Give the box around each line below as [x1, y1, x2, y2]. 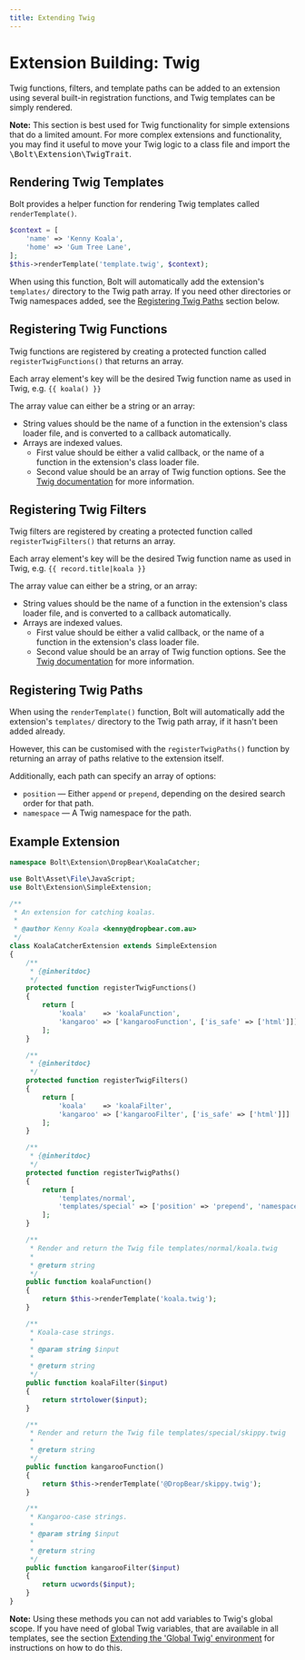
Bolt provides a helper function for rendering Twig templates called [9, 199, 261, 210]
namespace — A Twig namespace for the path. [22, 807, 192, 818]
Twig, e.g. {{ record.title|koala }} [9, 563, 147, 574]
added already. [9, 726, 66, 736]
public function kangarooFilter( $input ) [25, 1563, 181, 1572]
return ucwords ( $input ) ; [42, 1580, 136, 1589]
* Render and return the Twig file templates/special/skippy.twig [29, 1428, 286, 1438]
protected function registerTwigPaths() [25, 1168, 181, 1177]
